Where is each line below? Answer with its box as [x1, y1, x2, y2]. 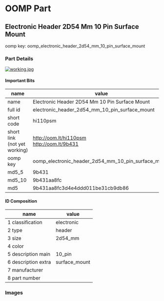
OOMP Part [5, 3, 51, 14]
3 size [7, 234, 21, 241]
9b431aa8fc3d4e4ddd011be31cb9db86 [32, 185, 129, 191]
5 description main [7, 251, 51, 257]
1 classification [7, 219, 42, 226]
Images [5, 289, 23, 296]
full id [7, 106, 20, 113]
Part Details [5, 55, 33, 62]
